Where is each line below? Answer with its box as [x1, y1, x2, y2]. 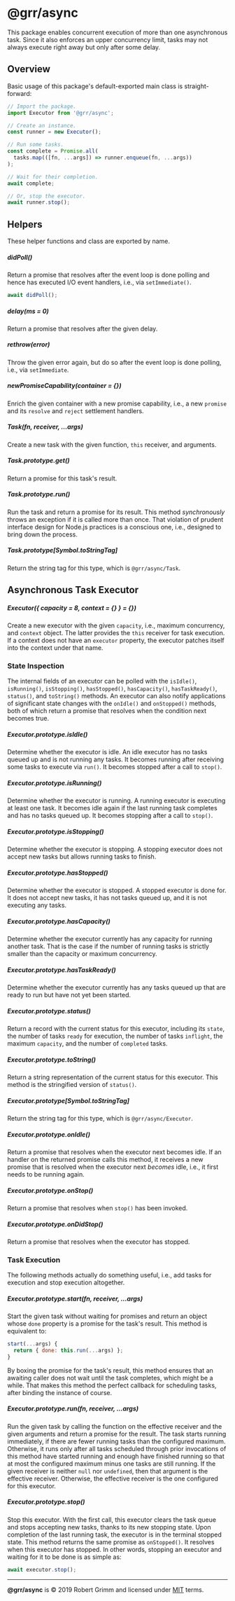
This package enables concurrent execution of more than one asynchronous [7, 28, 228, 36]
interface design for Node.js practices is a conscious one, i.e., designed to [7, 522, 222, 531]
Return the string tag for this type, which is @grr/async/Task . [7, 564, 180, 572]
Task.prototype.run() [7, 490, 71, 499]
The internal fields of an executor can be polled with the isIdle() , [7, 677, 197, 686]
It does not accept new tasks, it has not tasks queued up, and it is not [7, 894, 208, 902]
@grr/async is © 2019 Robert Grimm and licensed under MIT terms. [7, 1585, 204, 1594]
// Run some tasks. [7, 141, 64, 148]
